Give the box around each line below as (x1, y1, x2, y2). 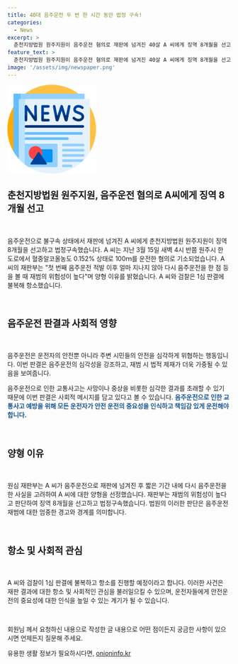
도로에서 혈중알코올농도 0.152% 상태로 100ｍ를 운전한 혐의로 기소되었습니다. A (7, 254, 225, 263)
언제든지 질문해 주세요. (20, 634, 84, 642)
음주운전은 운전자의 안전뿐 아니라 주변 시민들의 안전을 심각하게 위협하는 (7, 352, 204, 360)
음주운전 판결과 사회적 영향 (7, 317, 117, 330)
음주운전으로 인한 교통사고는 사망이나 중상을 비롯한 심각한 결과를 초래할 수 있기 (7, 384, 225, 393)
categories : (7, 18, 42, 26)
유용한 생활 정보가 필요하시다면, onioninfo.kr (7, 649, 131, 657)
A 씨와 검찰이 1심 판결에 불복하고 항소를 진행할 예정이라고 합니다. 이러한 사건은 (7, 579, 224, 587)
